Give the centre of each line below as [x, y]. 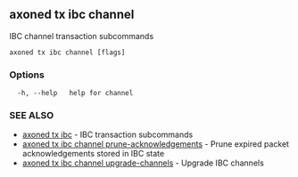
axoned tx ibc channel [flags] [67, 52]
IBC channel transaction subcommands [82, 36]
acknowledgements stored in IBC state [93, 154]
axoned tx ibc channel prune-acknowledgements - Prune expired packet [156, 144]
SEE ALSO [32, 116]
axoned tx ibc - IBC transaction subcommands [108, 135]
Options [27, 75]
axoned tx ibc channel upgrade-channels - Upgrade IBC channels [143, 163]
